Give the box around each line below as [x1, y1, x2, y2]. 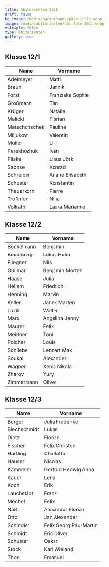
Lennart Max [43, 347, 72, 354]
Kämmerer [7, 466, 32, 473]
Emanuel [44, 554, 64, 561]
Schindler [7, 522, 30, 529]
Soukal [7, 355, 24, 362]
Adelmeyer [7, 76, 33, 83]
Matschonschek [7, 123, 45, 130]
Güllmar [7, 267, 26, 274]
